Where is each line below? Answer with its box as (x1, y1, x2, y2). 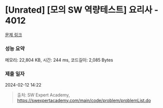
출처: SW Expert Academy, (17, 92, 70, 98)
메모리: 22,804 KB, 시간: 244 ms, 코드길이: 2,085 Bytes (5, 57, 113, 63)
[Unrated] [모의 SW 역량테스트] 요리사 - (5, 4, 159, 16)
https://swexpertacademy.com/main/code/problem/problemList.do (17, 97, 151, 103)
